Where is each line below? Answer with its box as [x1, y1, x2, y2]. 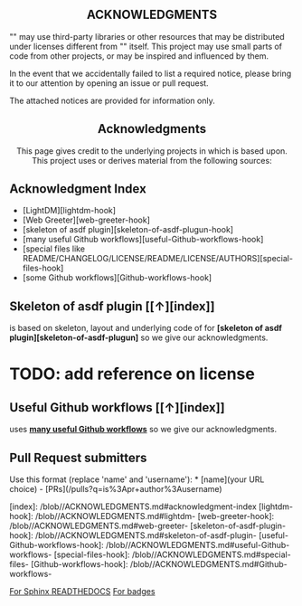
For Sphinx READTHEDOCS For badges [9, 586, 156, 597]
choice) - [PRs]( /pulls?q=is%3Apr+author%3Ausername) [9, 484, 223, 495]
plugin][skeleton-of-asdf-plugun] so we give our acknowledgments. [9, 332, 269, 343]
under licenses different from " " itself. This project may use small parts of [9, 41, 283, 52]
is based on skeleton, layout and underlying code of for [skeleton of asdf [9, 323, 283, 334]
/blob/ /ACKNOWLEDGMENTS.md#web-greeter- [9, 520, 188, 532]
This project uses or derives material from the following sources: [31, 155, 273, 166]
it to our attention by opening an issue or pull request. [9, 77, 210, 89]
